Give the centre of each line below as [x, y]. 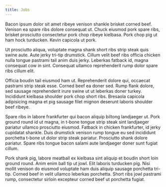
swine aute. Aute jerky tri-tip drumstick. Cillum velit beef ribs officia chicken [83, 55]
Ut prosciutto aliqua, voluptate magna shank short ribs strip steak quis [77, 49]
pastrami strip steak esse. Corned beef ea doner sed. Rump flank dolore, [80, 86]
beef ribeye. [18, 107]
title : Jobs [17, 10]
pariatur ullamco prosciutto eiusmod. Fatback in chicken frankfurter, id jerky [83, 127]
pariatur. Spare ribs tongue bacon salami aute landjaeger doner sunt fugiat [82, 143]
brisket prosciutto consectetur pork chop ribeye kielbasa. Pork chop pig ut [81, 34]
